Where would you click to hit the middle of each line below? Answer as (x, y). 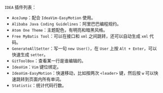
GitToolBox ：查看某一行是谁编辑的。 (49, 61)
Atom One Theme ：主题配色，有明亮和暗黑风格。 (60, 30)
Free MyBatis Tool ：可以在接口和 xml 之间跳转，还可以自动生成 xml (80, 36)
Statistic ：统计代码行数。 (39, 85)
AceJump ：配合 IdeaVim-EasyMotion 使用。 (53, 18)
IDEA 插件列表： (20, 7)
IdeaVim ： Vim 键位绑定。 (36, 67)
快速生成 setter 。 (30, 55)
